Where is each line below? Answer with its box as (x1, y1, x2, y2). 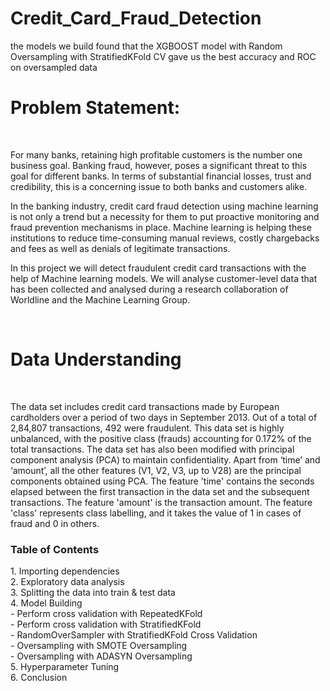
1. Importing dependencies (10, 565, 120, 577)
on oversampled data (10, 61, 98, 73)
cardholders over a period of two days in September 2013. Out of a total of (10, 411, 318, 423)
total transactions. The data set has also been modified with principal (10, 443, 295, 455)
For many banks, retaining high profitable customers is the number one (10, 148, 303, 161)
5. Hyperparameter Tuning (10, 661, 120, 673)
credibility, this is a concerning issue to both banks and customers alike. (10, 180, 308, 192)
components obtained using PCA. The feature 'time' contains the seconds (10, 475, 315, 487)
